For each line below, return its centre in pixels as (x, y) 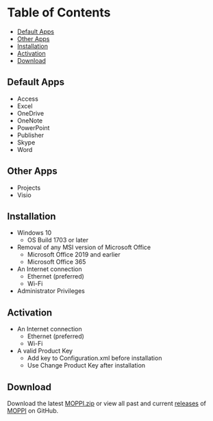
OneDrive (30, 113)
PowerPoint (33, 127)
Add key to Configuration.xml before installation (95, 358)
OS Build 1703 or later (58, 240)
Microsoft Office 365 (57, 262)
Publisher (30, 135)
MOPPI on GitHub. (33, 411)
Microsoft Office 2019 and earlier (74, 255)
